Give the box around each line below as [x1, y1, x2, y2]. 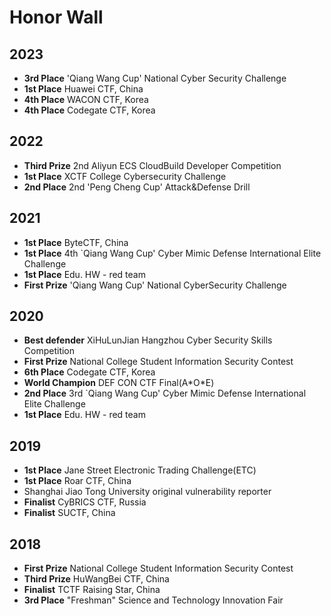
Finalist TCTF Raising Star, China [23, 584, 161, 596]
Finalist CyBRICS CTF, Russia [23, 496, 147, 508]
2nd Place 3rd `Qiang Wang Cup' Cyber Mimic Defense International [23, 387, 307, 400]
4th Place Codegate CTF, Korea [23, 104, 156, 116]
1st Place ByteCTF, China [23, 236, 129, 248]
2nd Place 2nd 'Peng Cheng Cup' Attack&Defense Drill [23, 181, 251, 193]
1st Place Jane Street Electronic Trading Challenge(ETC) [23, 464, 257, 476]
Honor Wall [9, 6, 104, 29]
